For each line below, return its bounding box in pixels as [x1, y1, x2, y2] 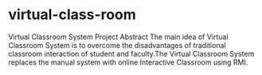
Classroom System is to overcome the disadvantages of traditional [8, 40, 226, 49]
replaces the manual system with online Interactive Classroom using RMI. [8, 57, 248, 67]
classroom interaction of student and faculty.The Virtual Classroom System [8, 49, 255, 58]
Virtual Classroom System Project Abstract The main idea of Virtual [8, 32, 229, 41]
